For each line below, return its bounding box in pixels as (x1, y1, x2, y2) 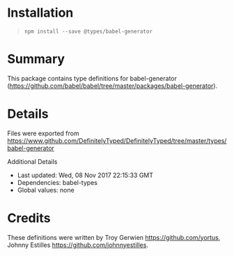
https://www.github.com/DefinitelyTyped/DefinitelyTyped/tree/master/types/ (7, 136, 227, 144)
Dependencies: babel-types (17, 178, 97, 186)
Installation (7, 5, 74, 21)
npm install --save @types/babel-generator (24, 28, 153, 35)
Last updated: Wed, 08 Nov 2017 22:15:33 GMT (17, 171, 154, 179)
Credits (7, 211, 51, 226)
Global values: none (17, 186, 75, 194)
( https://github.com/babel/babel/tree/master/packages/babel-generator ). (7, 82, 218, 90)
